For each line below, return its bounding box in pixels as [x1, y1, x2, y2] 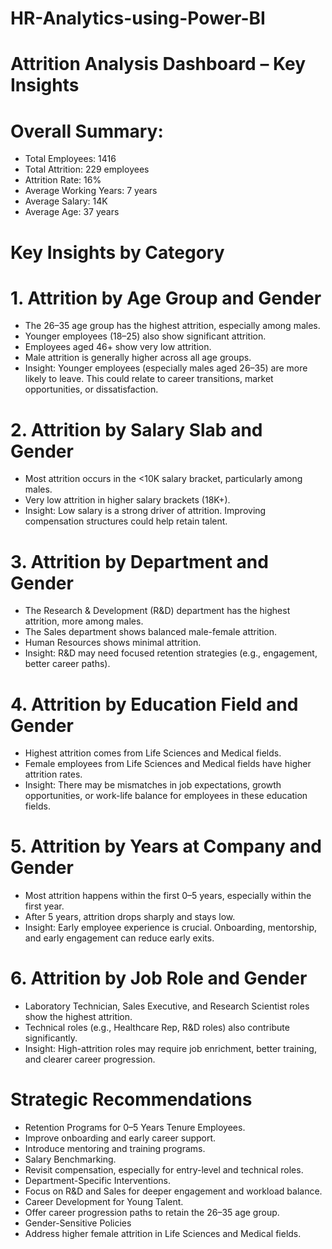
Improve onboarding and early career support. [24, 1132, 217, 1144]
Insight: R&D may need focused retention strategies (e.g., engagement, [24, 647, 318, 659]
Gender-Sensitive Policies [24, 1217, 132, 1229]
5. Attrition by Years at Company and [10, 835, 322, 858]
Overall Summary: [10, 120, 164, 142]
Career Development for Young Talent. [24, 1196, 184, 1208]
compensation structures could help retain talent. [24, 515, 228, 527]
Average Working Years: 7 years [24, 185, 158, 197]
